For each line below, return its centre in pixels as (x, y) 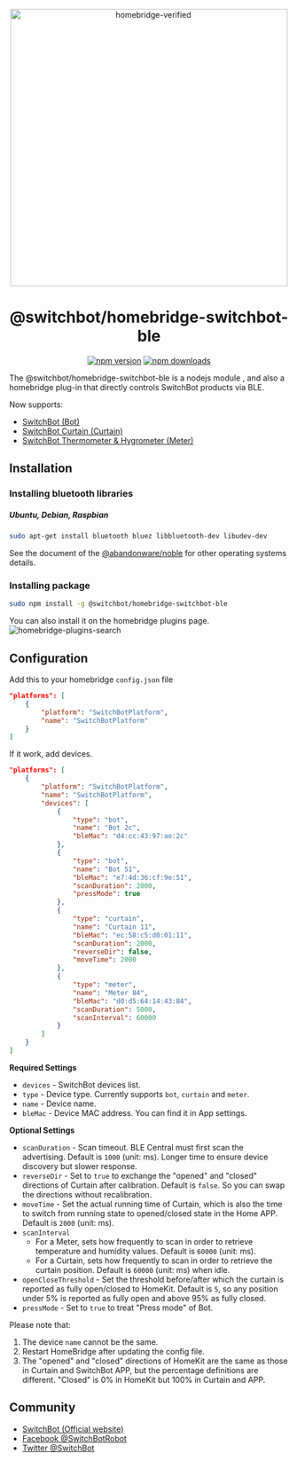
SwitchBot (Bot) (51, 421)
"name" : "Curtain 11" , (114, 927)
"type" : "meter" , (105, 985)
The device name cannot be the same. (90, 1342)
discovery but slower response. (79, 1166)
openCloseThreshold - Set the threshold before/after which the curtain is (153, 1279)
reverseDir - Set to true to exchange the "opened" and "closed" (140, 1175)
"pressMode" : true (106, 894)
